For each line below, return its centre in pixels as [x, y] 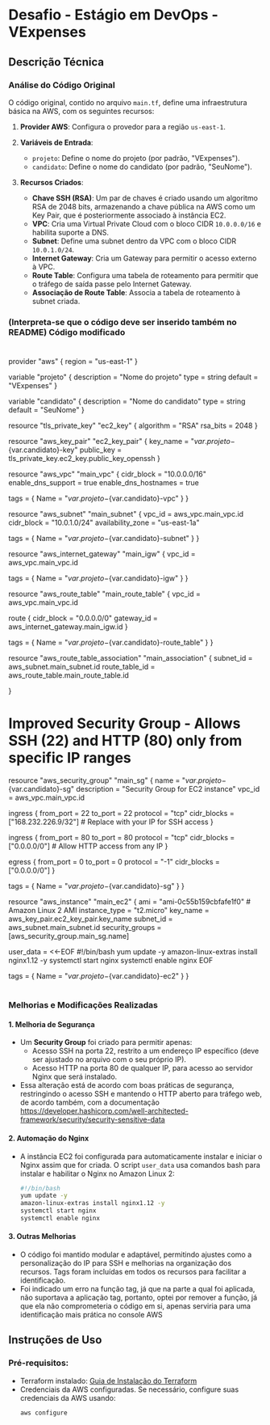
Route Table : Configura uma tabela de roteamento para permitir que [145, 275]
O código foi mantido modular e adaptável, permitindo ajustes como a [136, 1254]
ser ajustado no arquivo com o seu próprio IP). [109, 1059]
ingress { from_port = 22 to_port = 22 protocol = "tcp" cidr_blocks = [122, 813]
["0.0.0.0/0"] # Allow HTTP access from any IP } [88, 846]
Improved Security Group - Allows [125, 723]
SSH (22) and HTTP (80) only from [125, 741]
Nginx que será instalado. [75, 1076]
